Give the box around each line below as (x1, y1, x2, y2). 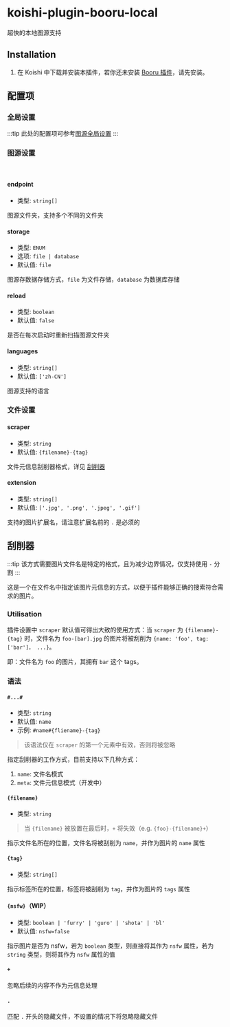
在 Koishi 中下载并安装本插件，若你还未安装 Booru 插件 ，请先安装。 (16, 68, 209, 76)
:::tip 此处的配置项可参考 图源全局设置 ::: (7, 129, 119, 138)
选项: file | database (16, 252, 80, 260)
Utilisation (7, 609, 43, 619)
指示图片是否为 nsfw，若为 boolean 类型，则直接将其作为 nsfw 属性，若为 (7, 942, 214, 950)
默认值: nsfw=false (16, 926, 70, 935)
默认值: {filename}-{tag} (16, 448, 89, 456)
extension (7, 479, 36, 487)
